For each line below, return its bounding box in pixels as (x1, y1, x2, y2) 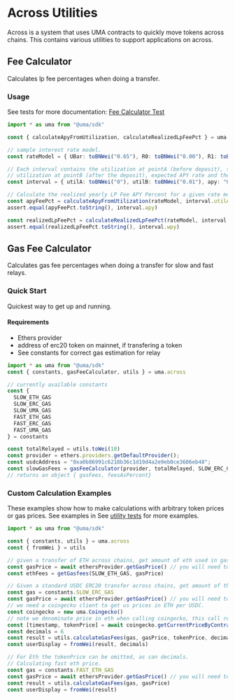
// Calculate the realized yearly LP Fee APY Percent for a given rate (7, 191, 220, 199)
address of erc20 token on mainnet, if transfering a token (17, 341, 183, 349)
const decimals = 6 (7, 628, 64, 635)
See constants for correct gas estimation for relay (17, 348, 161, 357)
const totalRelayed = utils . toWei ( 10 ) (7, 445, 120, 452)
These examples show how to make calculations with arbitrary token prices (7, 504, 225, 513)
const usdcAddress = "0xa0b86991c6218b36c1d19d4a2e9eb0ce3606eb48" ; (7, 459, 211, 466)
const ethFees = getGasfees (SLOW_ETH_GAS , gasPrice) (7, 570, 164, 577)
